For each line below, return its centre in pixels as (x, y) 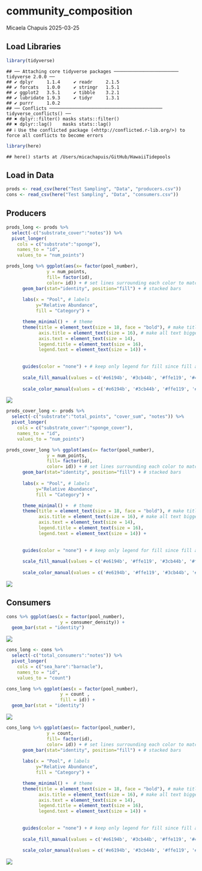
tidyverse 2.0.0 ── (31, 76)
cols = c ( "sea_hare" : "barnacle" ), (60, 666)
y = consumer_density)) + (92, 622)
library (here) (24, 146)
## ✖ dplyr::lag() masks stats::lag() (59, 124)
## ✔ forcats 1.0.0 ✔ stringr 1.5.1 (63, 87)
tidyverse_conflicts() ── (38, 113)
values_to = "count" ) (44, 678)
